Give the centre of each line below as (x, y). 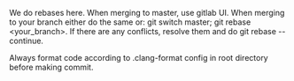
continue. (27, 40)
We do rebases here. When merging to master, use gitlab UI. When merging (147, 13)
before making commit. (51, 67)
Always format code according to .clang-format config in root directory (139, 58)
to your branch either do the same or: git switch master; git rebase (130, 22)
